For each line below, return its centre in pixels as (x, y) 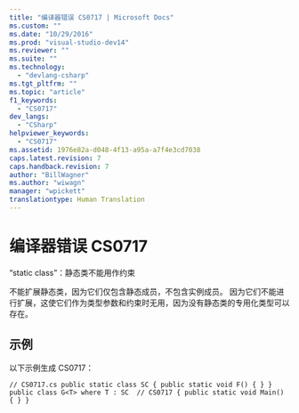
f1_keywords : (33, 100)
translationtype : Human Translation (77, 200)
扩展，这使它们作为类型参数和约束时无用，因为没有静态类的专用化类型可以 (153, 303)
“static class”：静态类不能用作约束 (72, 272)
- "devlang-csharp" (53, 76)
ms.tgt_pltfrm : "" (43, 84)
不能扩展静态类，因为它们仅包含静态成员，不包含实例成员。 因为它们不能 (143, 291)
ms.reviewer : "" (39, 51)
